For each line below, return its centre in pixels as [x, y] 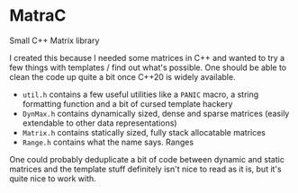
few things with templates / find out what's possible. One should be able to [148, 67]
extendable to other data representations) [99, 123]
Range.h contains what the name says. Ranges [108, 142]
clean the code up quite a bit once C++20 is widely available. [122, 76]
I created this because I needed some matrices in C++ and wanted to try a [147, 57]
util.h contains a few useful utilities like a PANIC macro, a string [140, 94]
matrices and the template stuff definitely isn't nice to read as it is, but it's [145, 169]
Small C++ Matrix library [54, 40]
